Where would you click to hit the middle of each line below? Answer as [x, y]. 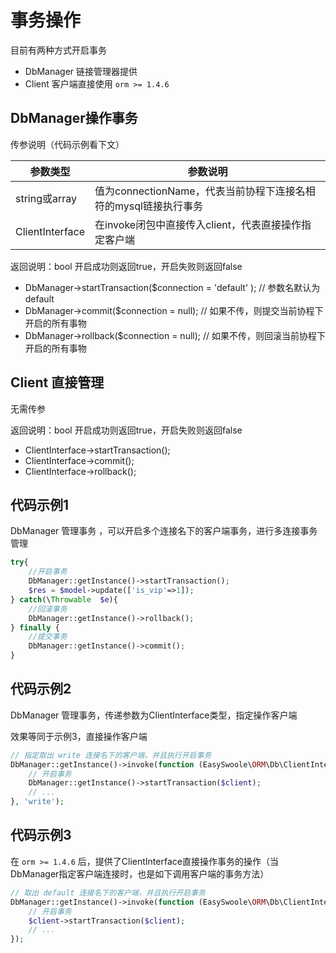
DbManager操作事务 [74, 118]
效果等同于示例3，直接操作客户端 [79, 736]
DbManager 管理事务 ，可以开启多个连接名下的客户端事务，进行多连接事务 [164, 531]
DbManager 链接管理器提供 [81, 71]
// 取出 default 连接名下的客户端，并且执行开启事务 [108, 892]
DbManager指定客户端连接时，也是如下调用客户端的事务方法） [140, 873]
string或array [46, 198]
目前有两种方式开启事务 [58, 50]
